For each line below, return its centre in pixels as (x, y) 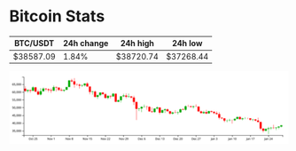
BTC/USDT (35, 44)
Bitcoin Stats (57, 16)
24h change (86, 44)
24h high (137, 44)
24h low (187, 44)
